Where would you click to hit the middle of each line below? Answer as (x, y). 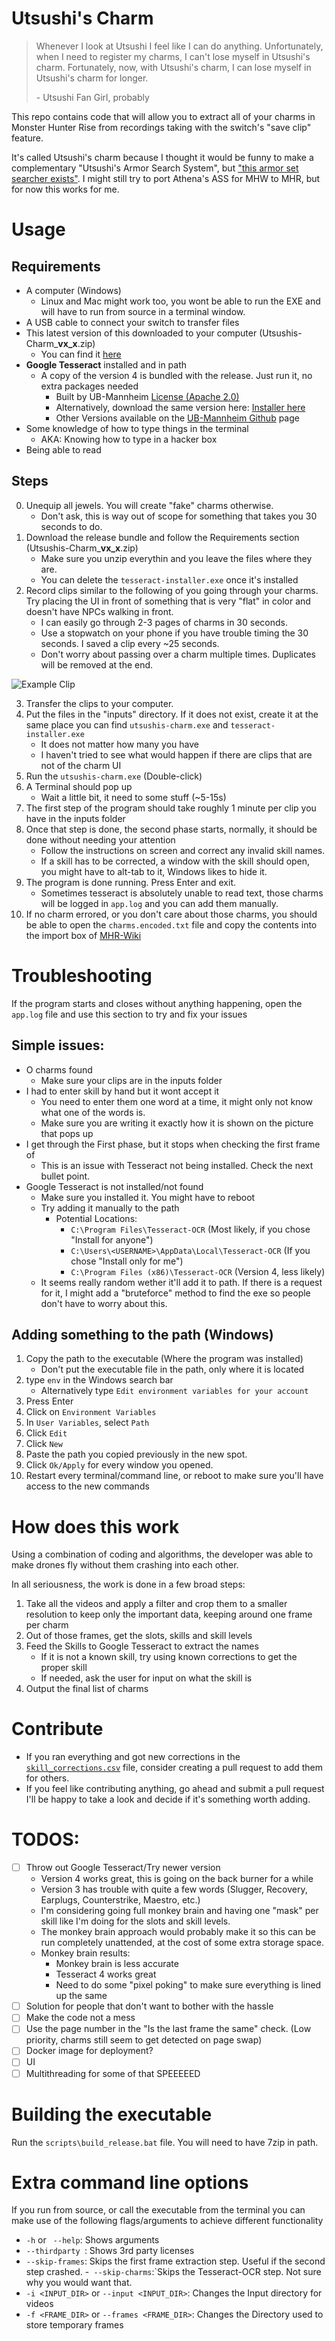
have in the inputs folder (75, 818)
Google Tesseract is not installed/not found (114, 1186)
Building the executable (112, 2114)
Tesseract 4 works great (106, 1974)
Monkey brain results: (85, 1953)
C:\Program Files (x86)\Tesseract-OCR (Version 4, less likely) (198, 1271)
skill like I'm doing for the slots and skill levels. (135, 1921)
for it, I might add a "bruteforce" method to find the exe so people (175, 1293)
